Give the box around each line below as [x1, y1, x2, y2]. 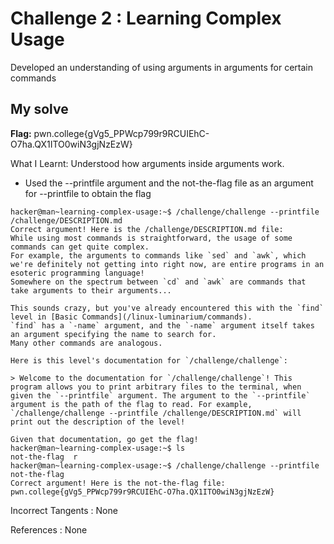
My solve [10, 101, 69, 118]
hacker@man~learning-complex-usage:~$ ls [10, 443, 186, 453]
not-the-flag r [10, 452, 78, 462]
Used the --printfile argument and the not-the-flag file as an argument [24, 177, 314, 189]
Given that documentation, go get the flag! [10, 434, 199, 444]
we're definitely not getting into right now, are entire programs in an [10, 259, 325, 269]
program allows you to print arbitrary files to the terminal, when [10, 382, 302, 392]
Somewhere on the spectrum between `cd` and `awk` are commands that [10, 277, 307, 287]
